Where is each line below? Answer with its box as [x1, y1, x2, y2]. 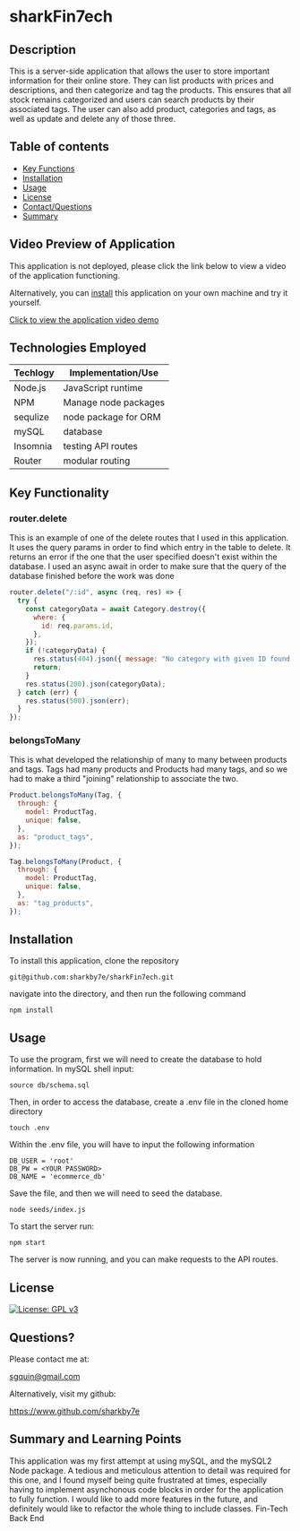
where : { [32, 612, 66, 622]
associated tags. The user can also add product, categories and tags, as [9, 104, 277, 114]
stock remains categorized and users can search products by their [9, 94, 255, 105]
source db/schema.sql [9, 1081, 90, 1090]
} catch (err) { [17, 688, 78, 696]
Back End [9, 1512, 45, 1523]
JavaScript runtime [63, 382, 143, 394]
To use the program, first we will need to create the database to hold [9, 1054, 262, 1065]
